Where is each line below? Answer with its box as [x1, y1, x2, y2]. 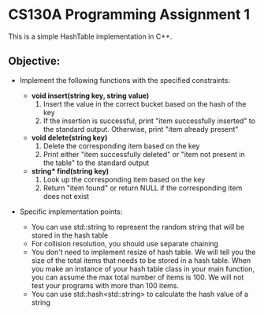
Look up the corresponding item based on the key [43, 174, 206, 184]
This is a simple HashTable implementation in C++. [8, 32, 173, 41]
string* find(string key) [31, 166, 110, 175]
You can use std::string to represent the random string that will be [31, 222, 245, 231]
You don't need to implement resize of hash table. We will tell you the [31, 247, 256, 257]
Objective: [8, 54, 61, 68]
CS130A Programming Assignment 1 [8, 6, 251, 24]
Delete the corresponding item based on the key [43, 141, 200, 151]
